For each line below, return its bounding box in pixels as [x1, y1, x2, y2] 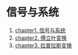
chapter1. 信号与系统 [14, 27, 66, 34]
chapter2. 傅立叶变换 [14, 34, 67, 41]
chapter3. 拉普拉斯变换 [14, 42, 72, 49]
